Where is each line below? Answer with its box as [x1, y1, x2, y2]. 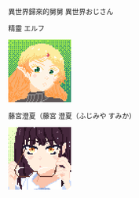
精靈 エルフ [8, 23, 45, 33]
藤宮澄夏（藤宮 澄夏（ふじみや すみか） [8, 111, 136, 120]
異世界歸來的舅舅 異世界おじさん [8, 7, 114, 16]
